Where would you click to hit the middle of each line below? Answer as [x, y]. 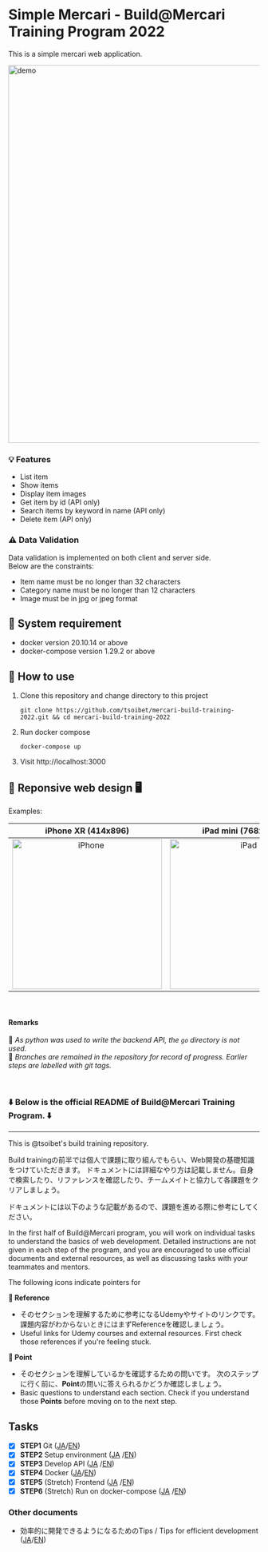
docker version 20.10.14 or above [74, 643]
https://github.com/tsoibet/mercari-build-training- [145, 710]
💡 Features [30, 459]
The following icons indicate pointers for [75, 1283]
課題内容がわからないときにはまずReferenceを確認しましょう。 [124, 1324]
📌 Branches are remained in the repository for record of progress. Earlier [128, 1057]
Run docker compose [55, 732]
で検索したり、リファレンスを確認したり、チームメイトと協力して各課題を [130, 1180]
